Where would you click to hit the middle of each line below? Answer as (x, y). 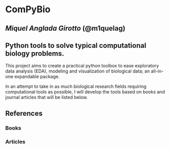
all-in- (157, 71)
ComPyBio (28, 9)
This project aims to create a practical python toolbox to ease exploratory (82, 66)
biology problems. (35, 53)
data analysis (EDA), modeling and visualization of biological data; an (78, 71)
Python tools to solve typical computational (76, 45)
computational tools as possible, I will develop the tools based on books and (85, 92)
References (24, 113)
